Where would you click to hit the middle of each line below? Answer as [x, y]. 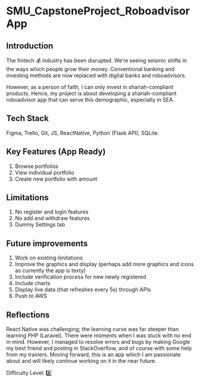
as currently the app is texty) [50, 271]
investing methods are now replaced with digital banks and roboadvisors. [96, 75]
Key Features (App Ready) [56, 152]
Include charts [33, 283]
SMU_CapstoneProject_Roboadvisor [98, 11]
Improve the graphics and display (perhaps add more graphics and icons [104, 264]
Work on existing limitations [49, 258]
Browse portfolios [36, 166]
